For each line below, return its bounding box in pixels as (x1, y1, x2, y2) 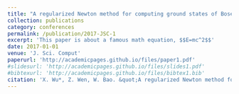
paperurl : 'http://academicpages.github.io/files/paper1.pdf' (7, 57, 196, 64)
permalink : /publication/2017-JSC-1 (7, 30, 116, 37)
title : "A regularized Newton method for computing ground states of (7, 10, 218, 18)
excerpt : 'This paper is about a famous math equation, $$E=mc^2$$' (7, 37, 215, 44)
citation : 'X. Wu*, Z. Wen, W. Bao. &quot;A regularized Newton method (7, 76, 224, 83)
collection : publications (7, 17, 84, 24)
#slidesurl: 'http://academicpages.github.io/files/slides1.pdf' (7, 63, 205, 70)
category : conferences (7, 23, 75, 30)
